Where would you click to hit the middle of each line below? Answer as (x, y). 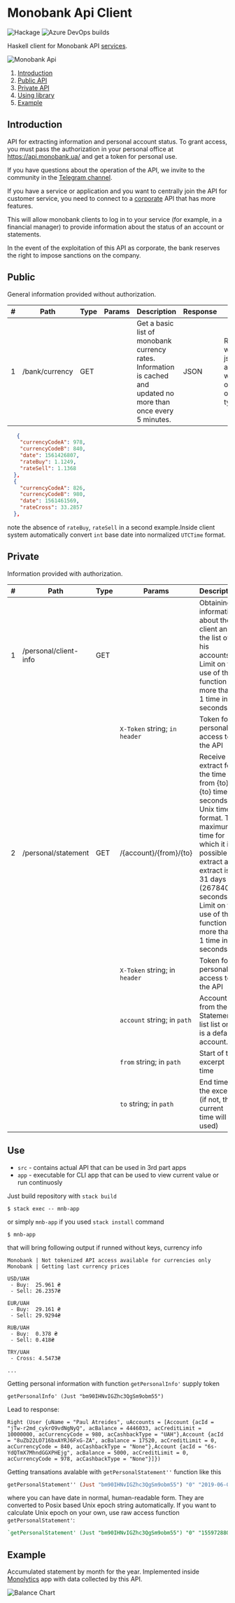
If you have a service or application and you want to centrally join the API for (117, 191)
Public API (32, 80)
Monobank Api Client (70, 13)
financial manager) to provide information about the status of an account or (116, 227)
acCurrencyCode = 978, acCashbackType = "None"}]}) (84, 1459)
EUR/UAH (19, 1303)
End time (214, 1082)
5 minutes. (154, 419)
